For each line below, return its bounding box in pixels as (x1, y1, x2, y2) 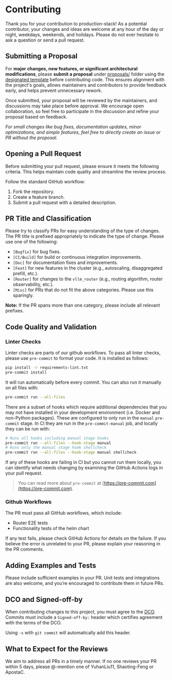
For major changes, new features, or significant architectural (5, 65, 138, 71)
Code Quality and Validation (5, 323, 97, 331)
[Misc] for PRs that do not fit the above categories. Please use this (12, 287, 154, 293)
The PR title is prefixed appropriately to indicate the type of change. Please (5, 233, 164, 239)
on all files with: (5, 384, 39, 391)
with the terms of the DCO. (5, 620, 62, 626)
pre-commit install (5, 370, 47, 375)
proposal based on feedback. (5, 114, 68, 120)
